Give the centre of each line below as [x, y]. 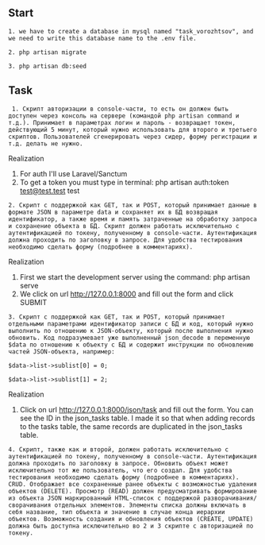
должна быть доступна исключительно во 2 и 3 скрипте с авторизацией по [131, 526]
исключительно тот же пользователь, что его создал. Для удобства [120, 470]
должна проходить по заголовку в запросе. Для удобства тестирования [126, 240]
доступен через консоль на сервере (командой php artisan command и [124, 116]
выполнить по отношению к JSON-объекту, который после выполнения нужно [131, 330]
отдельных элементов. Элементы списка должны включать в [150, 505]
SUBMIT [33, 302]
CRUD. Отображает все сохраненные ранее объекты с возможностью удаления [133, 484]
